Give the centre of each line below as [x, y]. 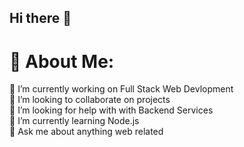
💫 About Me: [62, 61]
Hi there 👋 [40, 18]
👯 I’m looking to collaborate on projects [90, 100]
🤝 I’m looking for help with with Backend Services [111, 110]
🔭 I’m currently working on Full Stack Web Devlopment [121, 89]
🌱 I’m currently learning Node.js [74, 121]
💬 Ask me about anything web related [86, 132]
